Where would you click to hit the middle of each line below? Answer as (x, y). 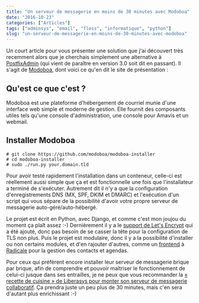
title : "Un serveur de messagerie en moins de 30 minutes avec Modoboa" (98, 12)
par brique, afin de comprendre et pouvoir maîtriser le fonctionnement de (96, 268)
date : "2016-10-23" (30, 17)
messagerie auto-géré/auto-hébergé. (52, 207)
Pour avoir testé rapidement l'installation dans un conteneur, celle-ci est (94, 176)
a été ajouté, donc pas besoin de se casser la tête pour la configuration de (97, 231)
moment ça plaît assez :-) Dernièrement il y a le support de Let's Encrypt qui (99, 225)
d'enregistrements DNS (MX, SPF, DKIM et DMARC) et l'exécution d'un (93, 195)
